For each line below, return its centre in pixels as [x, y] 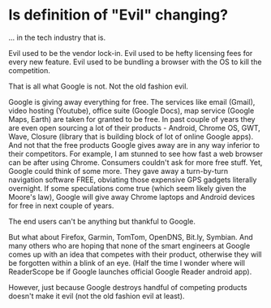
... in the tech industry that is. [57, 37]
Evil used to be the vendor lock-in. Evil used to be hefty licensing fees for [131, 53]
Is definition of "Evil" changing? [118, 15]
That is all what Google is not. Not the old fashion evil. [99, 86]
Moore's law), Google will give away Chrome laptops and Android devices [132, 197]
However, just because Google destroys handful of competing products [128, 287]
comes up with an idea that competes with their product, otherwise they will [135, 254]
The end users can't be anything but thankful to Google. [102, 221]
